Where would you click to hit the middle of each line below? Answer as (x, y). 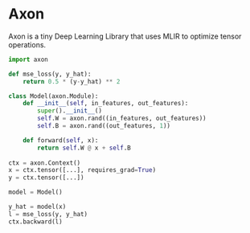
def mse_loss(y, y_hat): (50, 74)
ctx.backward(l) (35, 222)
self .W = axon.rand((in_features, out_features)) (122, 119)
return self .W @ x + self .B (84, 148)
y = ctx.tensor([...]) (46, 178)
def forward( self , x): (61, 140)
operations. (27, 44)
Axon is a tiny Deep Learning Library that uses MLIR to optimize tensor (125, 36)
